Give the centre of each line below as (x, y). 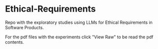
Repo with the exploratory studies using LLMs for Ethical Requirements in (79, 22)
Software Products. (24, 27)
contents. (15, 42)
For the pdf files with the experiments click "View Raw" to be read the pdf (79, 37)
